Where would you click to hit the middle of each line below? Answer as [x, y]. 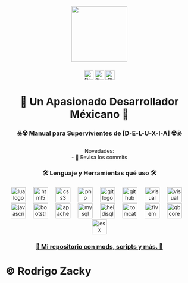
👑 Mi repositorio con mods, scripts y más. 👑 [99, 246]
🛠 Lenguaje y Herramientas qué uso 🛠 [99, 173]
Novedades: [99, 150]
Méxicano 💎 [99, 114]
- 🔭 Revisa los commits [99, 157]
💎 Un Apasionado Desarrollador [99, 102]
